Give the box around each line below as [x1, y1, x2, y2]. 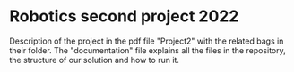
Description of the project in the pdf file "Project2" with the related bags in [9, 36, 284, 46]
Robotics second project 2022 [9, 6, 239, 27]
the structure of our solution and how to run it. [9, 54, 179, 65]
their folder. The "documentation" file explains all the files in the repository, [9, 44, 287, 55]
